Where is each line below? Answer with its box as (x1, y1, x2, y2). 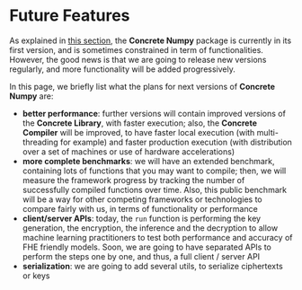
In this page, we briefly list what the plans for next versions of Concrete (9, 81, 276, 92)
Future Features (9, 5, 130, 26)
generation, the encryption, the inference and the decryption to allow (22, 222, 279, 233)
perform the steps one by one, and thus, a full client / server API (22, 250, 261, 261)
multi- (256, 127, 279, 137)
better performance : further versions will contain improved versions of (22, 108, 286, 119)
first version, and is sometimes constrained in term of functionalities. (9, 44, 263, 55)
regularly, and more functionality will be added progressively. (9, 64, 235, 75)
